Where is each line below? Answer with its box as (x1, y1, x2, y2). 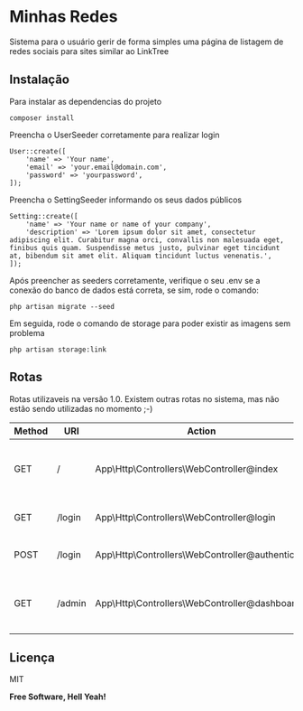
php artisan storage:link (9, 345, 106, 354)
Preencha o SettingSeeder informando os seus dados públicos (9, 194, 242, 205)
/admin (57, 596, 87, 609)
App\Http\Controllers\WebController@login (95, 510, 277, 523)
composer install (9, 113, 75, 123)
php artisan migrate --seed (9, 302, 115, 311)
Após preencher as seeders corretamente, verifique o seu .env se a (9, 275, 261, 285)
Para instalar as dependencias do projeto (9, 96, 162, 107)
